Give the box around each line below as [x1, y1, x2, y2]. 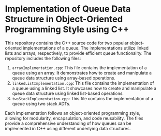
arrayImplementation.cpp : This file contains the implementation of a [12, 64, 147, 71]
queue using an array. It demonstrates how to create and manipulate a [12, 70, 152, 76]
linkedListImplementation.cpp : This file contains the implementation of [12, 80, 154, 86]
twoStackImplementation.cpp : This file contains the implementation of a [12, 95, 154, 101]
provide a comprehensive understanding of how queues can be [5, 120, 132, 126]
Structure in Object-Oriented [5, 14, 123, 25]
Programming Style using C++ [5, 24, 129, 35]
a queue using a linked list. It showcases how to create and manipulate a [12, 85, 157, 91]
